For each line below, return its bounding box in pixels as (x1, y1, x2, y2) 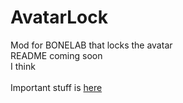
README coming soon (10, 49, 103, 61)
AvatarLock (10, 6, 108, 29)
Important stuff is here (10, 81, 103, 93)
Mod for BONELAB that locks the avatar (10, 39, 173, 51)
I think (10, 60, 36, 72)
